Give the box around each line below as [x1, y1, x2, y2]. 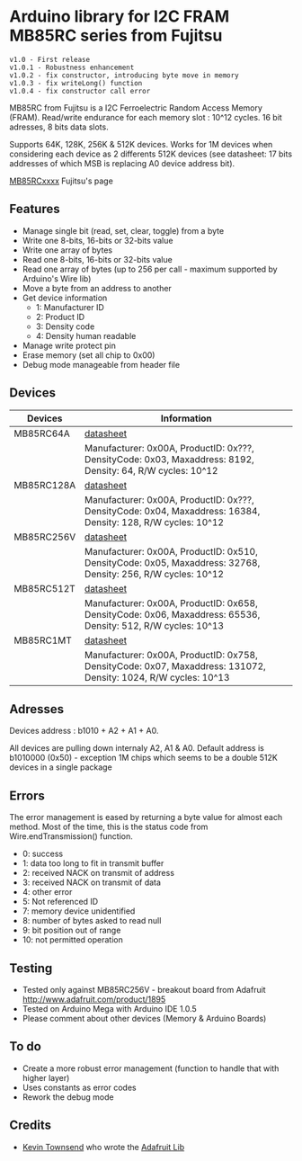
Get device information [22, 292, 108, 303]
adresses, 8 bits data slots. [9, 121, 110, 132]
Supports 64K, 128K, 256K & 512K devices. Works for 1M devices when [9, 138, 273, 149]
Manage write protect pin [22, 340, 117, 351]
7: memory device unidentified [22, 906, 136, 916]
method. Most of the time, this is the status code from [9, 821, 209, 833]
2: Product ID [35, 311, 85, 322]
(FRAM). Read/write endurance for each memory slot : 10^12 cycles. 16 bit [9, 112, 283, 122]
